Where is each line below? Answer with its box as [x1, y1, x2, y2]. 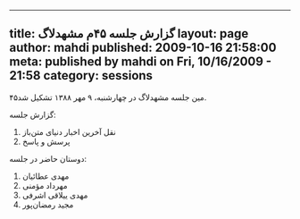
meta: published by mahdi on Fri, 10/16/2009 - [9, 55, 272, 70]
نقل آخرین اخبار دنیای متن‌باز [21, 126, 116, 137]
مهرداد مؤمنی [21, 180, 68, 190]
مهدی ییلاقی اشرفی [21, 190, 88, 200]
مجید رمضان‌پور [21, 198, 74, 210]
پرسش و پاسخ [21, 136, 71, 147]
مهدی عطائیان [21, 171, 70, 181]
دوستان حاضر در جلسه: [9, 153, 87, 164]
